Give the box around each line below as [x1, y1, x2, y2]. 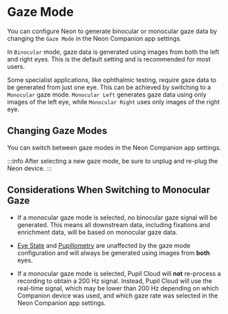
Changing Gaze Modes [7, 125, 108, 137]
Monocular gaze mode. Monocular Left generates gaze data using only [7, 90, 207, 99]
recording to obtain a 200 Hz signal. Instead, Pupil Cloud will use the [17, 277, 213, 285]
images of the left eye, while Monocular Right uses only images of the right [7, 97, 220, 106]
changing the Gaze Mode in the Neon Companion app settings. [7, 34, 182, 42]
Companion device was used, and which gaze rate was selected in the [17, 291, 218, 300]
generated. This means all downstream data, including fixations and [17, 220, 211, 228]
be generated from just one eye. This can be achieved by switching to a [7, 83, 211, 91]
